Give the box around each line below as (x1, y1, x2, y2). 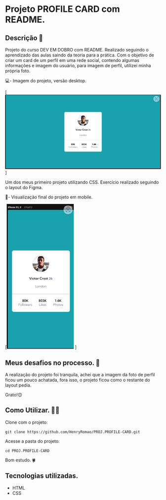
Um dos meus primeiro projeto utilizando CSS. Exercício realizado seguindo (5, 179, 159, 185)
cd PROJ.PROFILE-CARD (5, 448, 50, 453)
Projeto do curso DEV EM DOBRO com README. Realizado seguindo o (5, 47, 149, 52)
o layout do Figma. (5, 185, 43, 191)
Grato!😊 (5, 392, 23, 398)
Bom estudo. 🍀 (5, 457, 36, 463)
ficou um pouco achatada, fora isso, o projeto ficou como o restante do (5, 377, 150, 383)
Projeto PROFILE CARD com (5, 3, 120, 15)
